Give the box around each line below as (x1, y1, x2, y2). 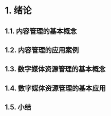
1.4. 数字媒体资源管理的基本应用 (5, 84, 106, 92)
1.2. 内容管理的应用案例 (5, 46, 79, 54)
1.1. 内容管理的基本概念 (5, 27, 77, 35)
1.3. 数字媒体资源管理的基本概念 (5, 65, 106, 73)
